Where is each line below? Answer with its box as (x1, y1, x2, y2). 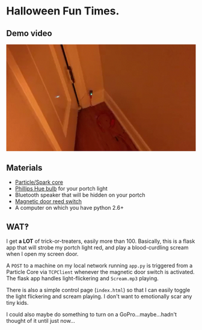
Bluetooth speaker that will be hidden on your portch (14, 191, 145, 199)
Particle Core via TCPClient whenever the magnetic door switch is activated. (6, 269, 195, 276)
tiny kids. (6, 299, 29, 307)
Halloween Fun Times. (6, 4, 120, 18)
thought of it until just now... (6, 317, 75, 325)
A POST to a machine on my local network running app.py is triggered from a (6, 262, 193, 269)
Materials (6, 162, 43, 173)
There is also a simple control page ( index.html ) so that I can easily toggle (6, 287, 191, 294)
